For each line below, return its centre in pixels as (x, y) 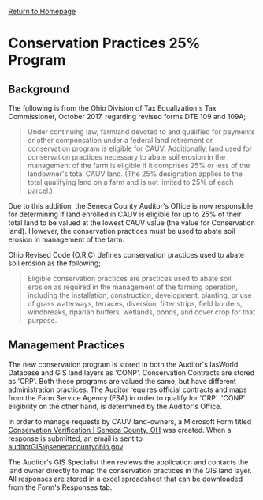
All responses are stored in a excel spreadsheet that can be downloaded (125, 479)
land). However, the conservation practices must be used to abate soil (122, 231)
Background (39, 89)
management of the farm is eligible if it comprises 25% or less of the (139, 165)
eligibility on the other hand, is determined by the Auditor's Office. (115, 406)
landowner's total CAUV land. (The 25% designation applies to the (135, 174)
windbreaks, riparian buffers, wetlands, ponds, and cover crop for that (141, 312)
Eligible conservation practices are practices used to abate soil (129, 278)
